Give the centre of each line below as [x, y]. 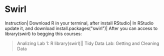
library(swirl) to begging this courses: [43, 33]
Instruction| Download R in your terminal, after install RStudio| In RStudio [79, 23]
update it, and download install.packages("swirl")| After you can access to [81, 28]
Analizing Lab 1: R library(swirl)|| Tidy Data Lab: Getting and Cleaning [88, 43]
